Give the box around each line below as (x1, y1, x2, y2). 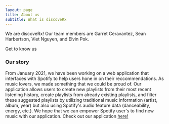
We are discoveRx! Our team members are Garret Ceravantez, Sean (5, 31, 146, 37)
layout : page (5, 7, 33, 13)
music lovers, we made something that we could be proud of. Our (5, 80, 142, 87)
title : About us (5, 12, 39, 17)
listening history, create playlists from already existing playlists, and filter (5, 92, 157, 98)
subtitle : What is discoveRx (5, 17, 67, 22)
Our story (5, 59, 29, 66)
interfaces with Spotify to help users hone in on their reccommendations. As (5, 75, 164, 81)
